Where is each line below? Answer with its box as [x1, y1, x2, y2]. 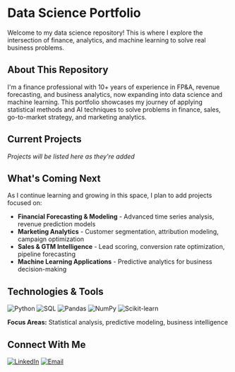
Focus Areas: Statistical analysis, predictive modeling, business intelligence [7, 318, 228, 327]
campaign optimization [17, 235, 85, 243]
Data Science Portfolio [7, 5, 141, 21]
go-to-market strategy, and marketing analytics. [7, 112, 147, 121]
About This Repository [7, 64, 109, 76]
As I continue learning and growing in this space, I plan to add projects [7, 191, 212, 199]
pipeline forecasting [17, 250, 76, 259]
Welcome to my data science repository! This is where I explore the [7, 28, 203, 37]
